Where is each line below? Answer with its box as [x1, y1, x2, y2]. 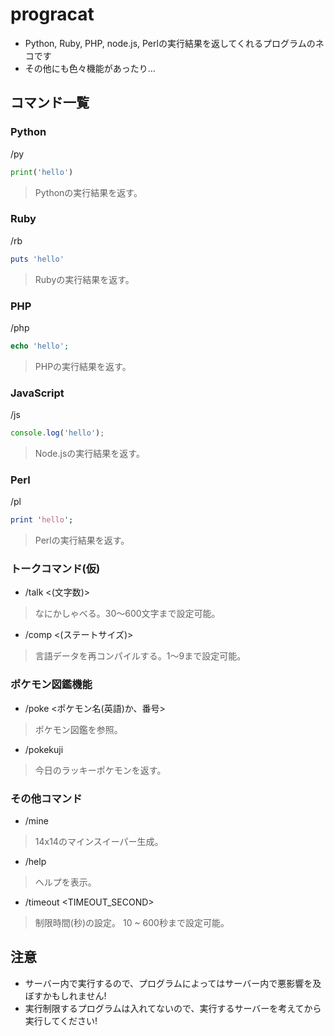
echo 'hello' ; [10, 341, 70, 351]
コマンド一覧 [10, 94, 90, 112]
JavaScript [10, 386, 65, 400]
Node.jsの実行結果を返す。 [34, 448, 145, 460]
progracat [10, 3, 95, 26]
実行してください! [24, 1014, 98, 1027]
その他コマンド [10, 791, 83, 805]
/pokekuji [24, 743, 64, 755]
